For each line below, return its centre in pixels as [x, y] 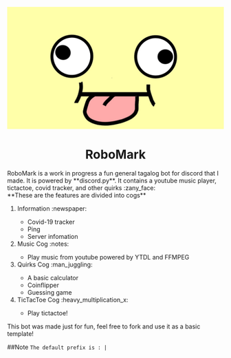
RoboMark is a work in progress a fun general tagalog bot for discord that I [113, 173]
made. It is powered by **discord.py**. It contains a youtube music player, [112, 181]
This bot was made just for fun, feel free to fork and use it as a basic [104, 326]
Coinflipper [43, 285]
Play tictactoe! [47, 313]
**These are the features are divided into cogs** [77, 196]
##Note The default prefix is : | [57, 347]
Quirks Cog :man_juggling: [55, 264]
